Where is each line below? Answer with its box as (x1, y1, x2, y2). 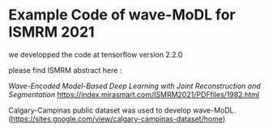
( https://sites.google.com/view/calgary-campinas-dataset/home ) (8, 113, 225, 123)
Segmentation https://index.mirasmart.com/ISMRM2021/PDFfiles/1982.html (8, 89, 259, 99)
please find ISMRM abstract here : (8, 65, 122, 75)
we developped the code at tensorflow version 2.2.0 (8, 49, 183, 59)
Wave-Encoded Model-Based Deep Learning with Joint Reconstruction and (8, 81, 261, 91)
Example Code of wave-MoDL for (8, 6, 236, 24)
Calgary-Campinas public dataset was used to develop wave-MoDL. (8, 105, 237, 115)
